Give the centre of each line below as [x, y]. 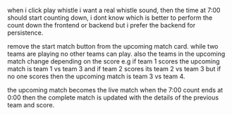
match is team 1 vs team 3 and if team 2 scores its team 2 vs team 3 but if [114, 69]
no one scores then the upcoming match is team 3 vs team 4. [96, 76]
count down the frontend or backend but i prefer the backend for [102, 25]
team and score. [31, 105]
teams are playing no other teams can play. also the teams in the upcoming [116, 54]
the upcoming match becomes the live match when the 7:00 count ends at [115, 90]
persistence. [25, 32]
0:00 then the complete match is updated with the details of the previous [113, 97]
